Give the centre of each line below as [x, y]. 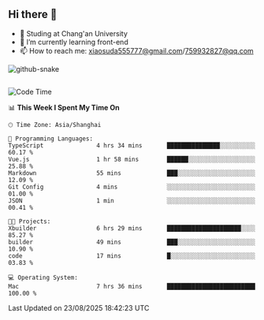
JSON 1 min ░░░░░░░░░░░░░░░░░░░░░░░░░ [132, 201]
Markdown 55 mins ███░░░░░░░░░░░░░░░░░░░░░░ [132, 173]
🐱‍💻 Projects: [30, 221]
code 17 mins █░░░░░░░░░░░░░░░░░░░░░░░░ [132, 256]
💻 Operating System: [43, 278]
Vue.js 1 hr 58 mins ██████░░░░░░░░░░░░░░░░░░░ [132, 160]
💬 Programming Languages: [50, 139]
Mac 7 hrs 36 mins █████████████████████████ [132, 287]
